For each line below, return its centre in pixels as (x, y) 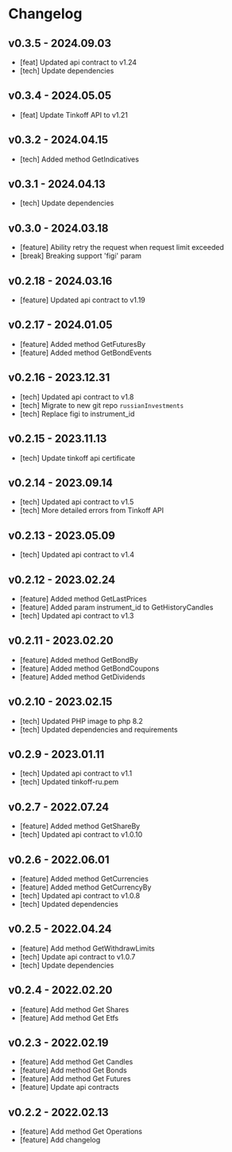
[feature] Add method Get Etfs (69, 1018)
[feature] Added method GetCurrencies (84, 879)
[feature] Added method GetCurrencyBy (85, 887)
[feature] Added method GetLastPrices (83, 598)
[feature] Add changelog (60, 1140)
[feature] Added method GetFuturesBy (83, 344)
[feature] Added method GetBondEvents (86, 352)
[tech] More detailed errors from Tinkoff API (92, 511)
